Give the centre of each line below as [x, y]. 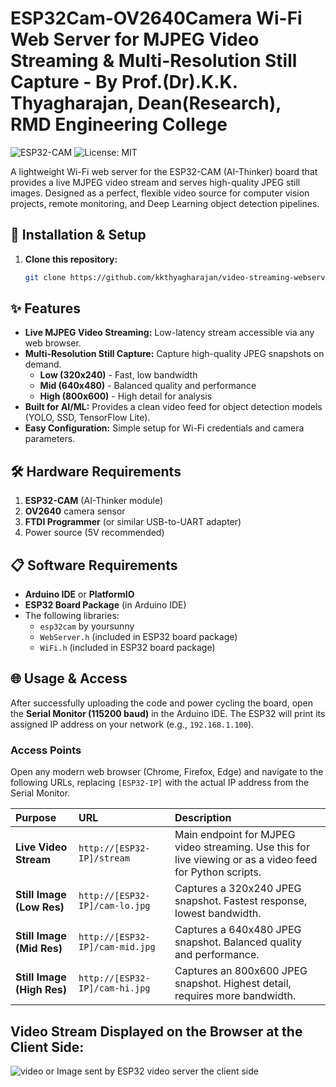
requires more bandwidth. [235, 996]
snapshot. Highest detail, [233, 984]
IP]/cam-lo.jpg [114, 906]
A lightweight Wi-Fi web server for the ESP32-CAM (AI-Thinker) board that [164, 171]
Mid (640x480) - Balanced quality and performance [148, 386]
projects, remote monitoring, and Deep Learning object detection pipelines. [165, 203]
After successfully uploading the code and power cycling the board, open [162, 703]
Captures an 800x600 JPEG [241, 971]
